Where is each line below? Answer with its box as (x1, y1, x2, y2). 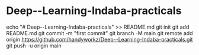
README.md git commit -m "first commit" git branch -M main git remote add (6, 29, 193, 36)
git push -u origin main (6, 42, 62, 49)
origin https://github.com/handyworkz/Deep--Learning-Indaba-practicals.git (6, 36, 193, 43)
